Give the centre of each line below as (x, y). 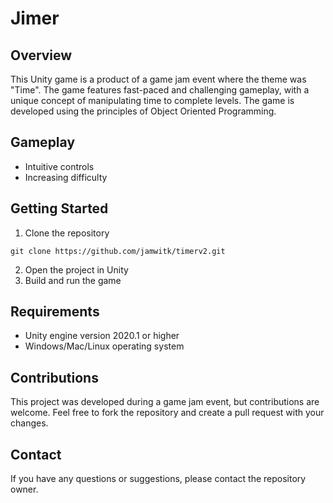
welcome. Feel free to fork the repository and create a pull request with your (167, 413)
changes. (29, 423)
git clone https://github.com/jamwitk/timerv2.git (118, 251)
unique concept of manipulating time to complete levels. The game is (152, 100)
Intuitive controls (59, 166)
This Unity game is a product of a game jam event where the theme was (158, 79)
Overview (41, 55)
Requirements (55, 312)
